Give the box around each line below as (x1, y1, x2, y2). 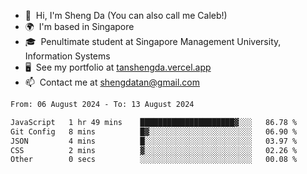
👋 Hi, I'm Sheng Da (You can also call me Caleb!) (24, 10, 228, 21)
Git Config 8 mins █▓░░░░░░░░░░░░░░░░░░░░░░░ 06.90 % (10, 126, 298, 137)
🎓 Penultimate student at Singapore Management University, (24, 36, 282, 47)
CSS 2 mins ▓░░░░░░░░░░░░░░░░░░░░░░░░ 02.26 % (10, 145, 298, 155)
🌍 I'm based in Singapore (24, 21, 135, 32)
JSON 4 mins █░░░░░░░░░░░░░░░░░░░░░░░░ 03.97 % (10, 136, 298, 146)
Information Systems (24, 50, 111, 62)
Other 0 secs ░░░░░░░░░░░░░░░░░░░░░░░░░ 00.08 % (10, 155, 298, 165)
